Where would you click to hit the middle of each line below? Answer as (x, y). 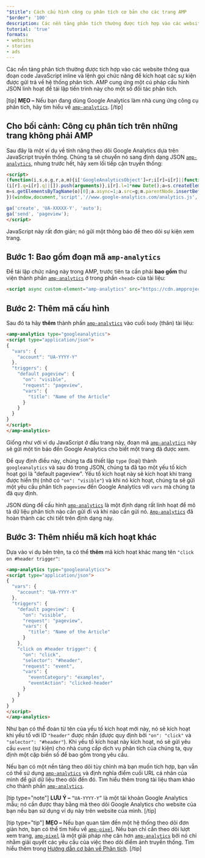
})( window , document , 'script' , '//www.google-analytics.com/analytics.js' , (102, 197)
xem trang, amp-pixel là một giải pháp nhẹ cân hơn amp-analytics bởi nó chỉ (102, 836)
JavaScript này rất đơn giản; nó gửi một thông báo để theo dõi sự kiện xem (100, 231)
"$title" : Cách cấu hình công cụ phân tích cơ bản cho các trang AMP (97, 12)
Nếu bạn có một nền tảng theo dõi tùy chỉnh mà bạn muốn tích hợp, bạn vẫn (102, 766)
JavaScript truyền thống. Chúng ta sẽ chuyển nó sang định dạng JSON (95, 157)
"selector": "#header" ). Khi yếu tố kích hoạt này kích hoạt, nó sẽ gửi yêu (99, 742)
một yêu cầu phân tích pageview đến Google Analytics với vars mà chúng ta (101, 487)
